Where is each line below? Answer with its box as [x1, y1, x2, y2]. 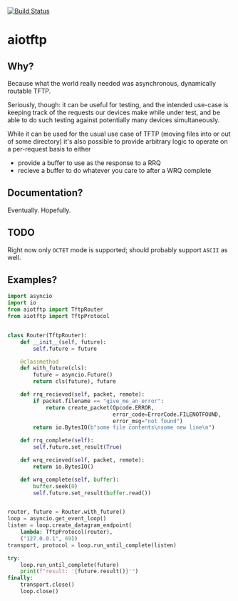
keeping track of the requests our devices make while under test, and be [7, 108, 221, 116]
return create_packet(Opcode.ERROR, [45, 404, 155, 411]
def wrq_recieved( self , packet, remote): [20, 457, 145, 464]
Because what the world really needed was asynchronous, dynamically [7, 79, 216, 87]
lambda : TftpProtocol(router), [20, 529, 113, 536]
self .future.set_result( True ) [33, 444, 123, 451]
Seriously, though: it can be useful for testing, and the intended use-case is [7, 101, 229, 109]
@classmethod [20, 358, 59, 365]
